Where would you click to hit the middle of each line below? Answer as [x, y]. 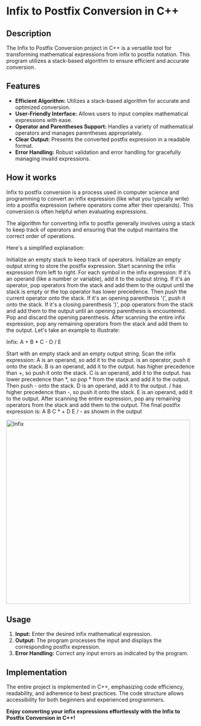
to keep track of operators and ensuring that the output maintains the [92, 229]
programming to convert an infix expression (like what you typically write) [98, 198]
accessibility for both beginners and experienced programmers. [85, 700]
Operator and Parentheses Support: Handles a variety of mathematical [104, 126]
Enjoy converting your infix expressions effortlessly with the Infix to [93, 711]
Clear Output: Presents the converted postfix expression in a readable [102, 139]
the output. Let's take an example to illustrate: [63, 330]
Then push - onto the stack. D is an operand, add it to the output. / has [94, 386]
